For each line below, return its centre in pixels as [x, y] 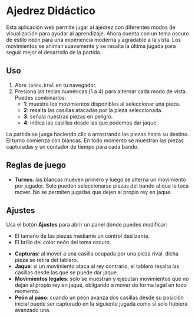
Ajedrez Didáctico [51, 11]
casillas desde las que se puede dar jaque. [66, 273]
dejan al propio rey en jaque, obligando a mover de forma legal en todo [101, 285]
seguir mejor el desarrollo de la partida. [54, 52]
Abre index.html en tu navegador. [56, 85]
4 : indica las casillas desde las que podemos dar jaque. [90, 123]
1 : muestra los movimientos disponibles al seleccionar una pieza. [102, 104]
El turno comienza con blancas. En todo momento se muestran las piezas [95, 140]
